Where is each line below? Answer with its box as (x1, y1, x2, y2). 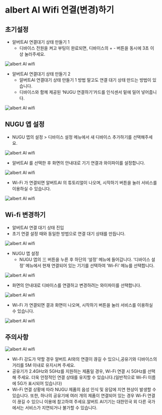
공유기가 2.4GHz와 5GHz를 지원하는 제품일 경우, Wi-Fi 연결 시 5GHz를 (12, 368, 147, 374)
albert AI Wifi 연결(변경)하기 (5, 4, 115, 16)
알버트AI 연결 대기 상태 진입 (12, 225, 64, 230)
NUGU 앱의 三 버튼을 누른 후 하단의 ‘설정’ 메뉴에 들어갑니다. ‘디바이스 (19, 256, 150, 262)
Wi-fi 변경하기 (5, 211, 46, 219)
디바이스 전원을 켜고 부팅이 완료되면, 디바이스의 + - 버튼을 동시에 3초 (19, 45, 149, 51)
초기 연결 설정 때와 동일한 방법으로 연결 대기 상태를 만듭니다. (12, 230, 126, 236)
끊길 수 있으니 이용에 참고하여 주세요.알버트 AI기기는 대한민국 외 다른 (17, 399, 147, 405)
